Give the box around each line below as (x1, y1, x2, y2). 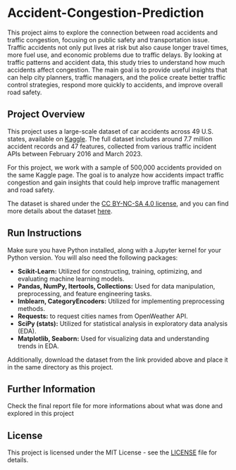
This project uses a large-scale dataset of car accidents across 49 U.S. (7, 127, 213, 135)
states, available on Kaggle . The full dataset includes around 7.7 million (7, 134, 213, 143)
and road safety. (7, 185, 55, 194)
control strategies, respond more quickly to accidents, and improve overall (7, 80, 223, 89)
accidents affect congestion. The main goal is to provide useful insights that (7, 65, 228, 74)
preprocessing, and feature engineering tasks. (17, 289, 152, 298)
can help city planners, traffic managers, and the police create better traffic (7, 72, 226, 82)
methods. (17, 304, 46, 312)
